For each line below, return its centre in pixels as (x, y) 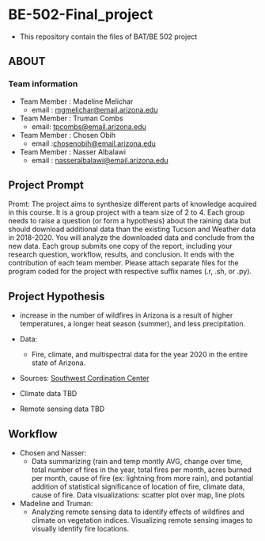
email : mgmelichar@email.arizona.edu (95, 109)
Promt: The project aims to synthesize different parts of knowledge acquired (132, 204)
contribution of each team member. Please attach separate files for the (123, 263)
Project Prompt (46, 185)
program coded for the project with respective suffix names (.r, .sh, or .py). (130, 272)
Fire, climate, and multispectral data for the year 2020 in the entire (139, 355)
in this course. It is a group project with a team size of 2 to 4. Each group (127, 212)
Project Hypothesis (57, 296)
